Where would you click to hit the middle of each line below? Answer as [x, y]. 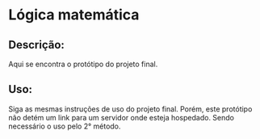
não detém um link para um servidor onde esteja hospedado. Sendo [121, 117]
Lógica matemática [74, 15]
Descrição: [36, 45]
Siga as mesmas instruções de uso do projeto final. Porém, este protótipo [130, 109]
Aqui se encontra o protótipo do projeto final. [83, 64]
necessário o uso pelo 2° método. [65, 126]
